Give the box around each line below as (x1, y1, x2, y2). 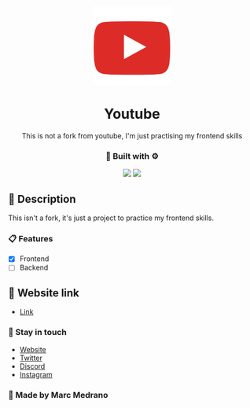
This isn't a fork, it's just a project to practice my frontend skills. (8, 213, 215, 222)
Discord (19, 361, 46, 371)
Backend (19, 263, 49, 273)
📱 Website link (8, 286, 80, 300)
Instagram (19, 369, 53, 379)
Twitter (19, 353, 43, 362)
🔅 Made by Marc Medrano (8, 389, 108, 400)
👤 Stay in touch (8, 327, 67, 338)
